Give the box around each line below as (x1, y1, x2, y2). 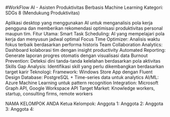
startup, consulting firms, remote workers (5, 91, 93, 96)
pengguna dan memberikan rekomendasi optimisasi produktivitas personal (5, 25, 163, 31)
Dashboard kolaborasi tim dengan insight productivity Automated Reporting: (5, 47, 166, 53)
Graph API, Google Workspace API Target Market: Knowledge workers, (5, 85, 155, 91)
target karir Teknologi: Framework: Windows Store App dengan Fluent (5, 69, 153, 75)
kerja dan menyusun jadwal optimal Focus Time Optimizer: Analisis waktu (5, 36, 160, 42)
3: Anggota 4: (5, 106, 34, 112)
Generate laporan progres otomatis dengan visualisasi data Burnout (5, 52, 148, 59)
